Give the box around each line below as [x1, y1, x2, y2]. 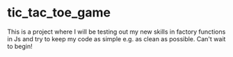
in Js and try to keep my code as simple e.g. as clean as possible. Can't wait [7, 34, 226, 43]
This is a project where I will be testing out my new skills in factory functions [7, 27, 226, 36]
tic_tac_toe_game [7, 5, 111, 21]
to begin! [7, 42, 33, 50]
